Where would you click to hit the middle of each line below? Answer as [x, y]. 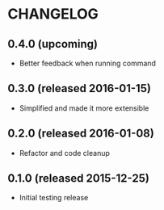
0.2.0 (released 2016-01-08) [81, 134]
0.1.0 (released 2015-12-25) [79, 178]
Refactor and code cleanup [65, 153]
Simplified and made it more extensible [84, 108]
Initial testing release [54, 198]
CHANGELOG [53, 14]
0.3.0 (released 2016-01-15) [79, 88]
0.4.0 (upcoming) [53, 44]
